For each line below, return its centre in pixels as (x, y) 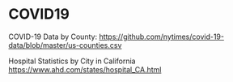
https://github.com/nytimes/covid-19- (162, 37)
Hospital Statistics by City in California (72, 61)
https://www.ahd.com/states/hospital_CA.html (85, 69)
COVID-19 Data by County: (53, 37)
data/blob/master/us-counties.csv (65, 45)
